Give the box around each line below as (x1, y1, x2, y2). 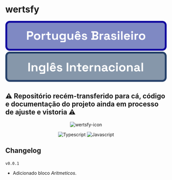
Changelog (5, 146, 41, 155)
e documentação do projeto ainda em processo (5, 100, 159, 109)
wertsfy (5, 4, 39, 15)
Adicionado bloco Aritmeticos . (12, 170, 77, 176)
